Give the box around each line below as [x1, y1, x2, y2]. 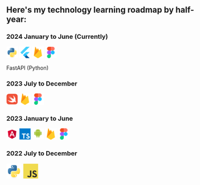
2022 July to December [6, 149, 78, 158]
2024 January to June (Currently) [6, 33, 108, 41]
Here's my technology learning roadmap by [6, 5, 174, 15]
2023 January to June [6, 114, 74, 123]
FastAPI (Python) [6, 64, 49, 72]
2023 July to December [6, 79, 78, 87]
